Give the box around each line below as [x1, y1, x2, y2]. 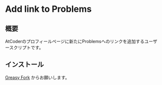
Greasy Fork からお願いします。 [5, 74, 70, 80]
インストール [5, 60, 44, 69]
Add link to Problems [5, 3, 92, 15]
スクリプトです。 [9, 44, 43, 50]
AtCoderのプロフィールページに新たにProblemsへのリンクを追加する [5, 39, 145, 44]
